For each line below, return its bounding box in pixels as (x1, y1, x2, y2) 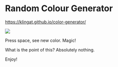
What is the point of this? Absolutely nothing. (5, 47, 95, 52)
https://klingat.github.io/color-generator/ (5, 19, 86, 25)
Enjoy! (5, 56, 18, 62)
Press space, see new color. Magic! (5, 37, 76, 43)
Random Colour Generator (5, 3, 113, 14)
